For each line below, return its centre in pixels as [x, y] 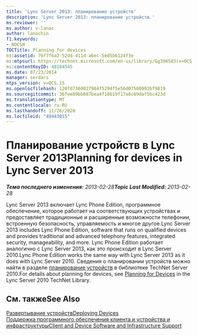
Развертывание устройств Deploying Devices [63, 313]
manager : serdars [28, 78]
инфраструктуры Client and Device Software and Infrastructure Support [94, 326]
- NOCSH [16, 45]
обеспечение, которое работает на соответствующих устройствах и [93, 211]
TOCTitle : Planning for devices [46, 50]
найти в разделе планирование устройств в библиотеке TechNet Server [97, 268]
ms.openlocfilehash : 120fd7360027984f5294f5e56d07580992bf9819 [86, 89]
